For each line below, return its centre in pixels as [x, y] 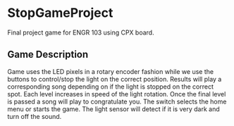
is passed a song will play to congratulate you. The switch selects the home [117, 101]
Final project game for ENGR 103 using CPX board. [81, 32]
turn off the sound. [35, 116]
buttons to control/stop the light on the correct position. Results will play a [115, 79]
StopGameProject [60, 13]
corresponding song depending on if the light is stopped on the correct [110, 87]
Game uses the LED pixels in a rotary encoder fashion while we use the [110, 71]
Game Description [48, 55]
